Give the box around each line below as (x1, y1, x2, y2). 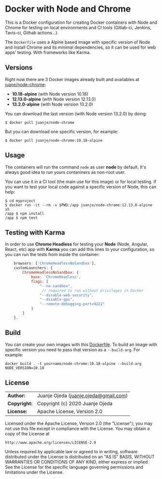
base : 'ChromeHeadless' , (30, 275, 81, 280)
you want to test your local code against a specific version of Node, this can (5, 183, 157, 190)
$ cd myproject (5, 198, 36, 203)
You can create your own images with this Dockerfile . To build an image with (5, 341, 158, 347)
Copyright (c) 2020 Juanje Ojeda (37, 400, 113, 407)
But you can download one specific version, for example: (5, 129, 118, 134)
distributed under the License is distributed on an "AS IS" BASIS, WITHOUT (5, 454, 155, 460)
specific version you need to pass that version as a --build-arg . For (5, 347, 140, 352)
